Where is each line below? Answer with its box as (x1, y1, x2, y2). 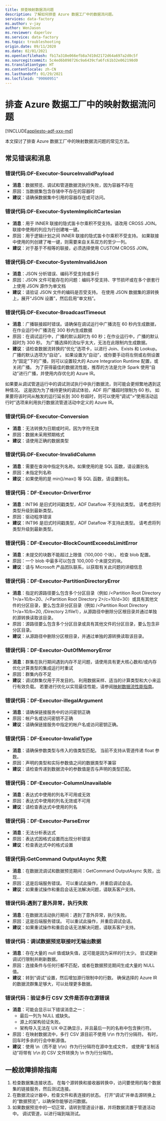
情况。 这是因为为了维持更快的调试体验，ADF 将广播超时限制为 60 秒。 (9, 387, 154, 393)
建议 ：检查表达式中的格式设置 (12, 842, 73, 848)
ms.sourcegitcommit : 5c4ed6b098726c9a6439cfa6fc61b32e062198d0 (5, 58, 138, 63)
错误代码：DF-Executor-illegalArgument (5, 697, 103, 704)
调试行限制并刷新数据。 (12, 956, 60, 962)
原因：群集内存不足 (12, 671, 52, 677)
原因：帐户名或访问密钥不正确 (12, 715, 73, 721)
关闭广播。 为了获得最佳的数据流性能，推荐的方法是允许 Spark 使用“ (12, 364, 152, 371)
